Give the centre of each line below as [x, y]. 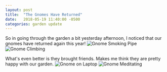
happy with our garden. [30, 64]
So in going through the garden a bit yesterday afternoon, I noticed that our [83, 38]
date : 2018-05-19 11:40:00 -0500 [43, 19]
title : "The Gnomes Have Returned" [44, 15]
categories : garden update [34, 24]
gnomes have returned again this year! [46, 44]
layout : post [19, 10]
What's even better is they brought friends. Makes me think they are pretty [83, 59]
